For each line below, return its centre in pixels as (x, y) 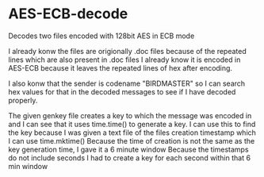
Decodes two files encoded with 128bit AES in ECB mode (101, 36)
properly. (23, 100)
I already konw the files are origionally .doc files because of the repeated (128, 51)
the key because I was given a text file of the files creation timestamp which (132, 133)
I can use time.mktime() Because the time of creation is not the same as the (132, 140)
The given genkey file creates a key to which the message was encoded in (130, 115)
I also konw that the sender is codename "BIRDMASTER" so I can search (127, 83)
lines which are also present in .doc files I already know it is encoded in (124, 60)
